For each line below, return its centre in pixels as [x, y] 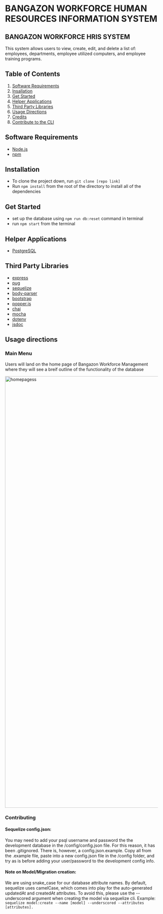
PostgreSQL [24, 251]
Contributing [20, 818]
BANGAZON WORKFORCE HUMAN [76, 9]
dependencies [26, 192]
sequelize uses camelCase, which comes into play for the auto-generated [79, 888]
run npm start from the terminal [43, 224]
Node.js [20, 149]
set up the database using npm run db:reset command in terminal [78, 219]
